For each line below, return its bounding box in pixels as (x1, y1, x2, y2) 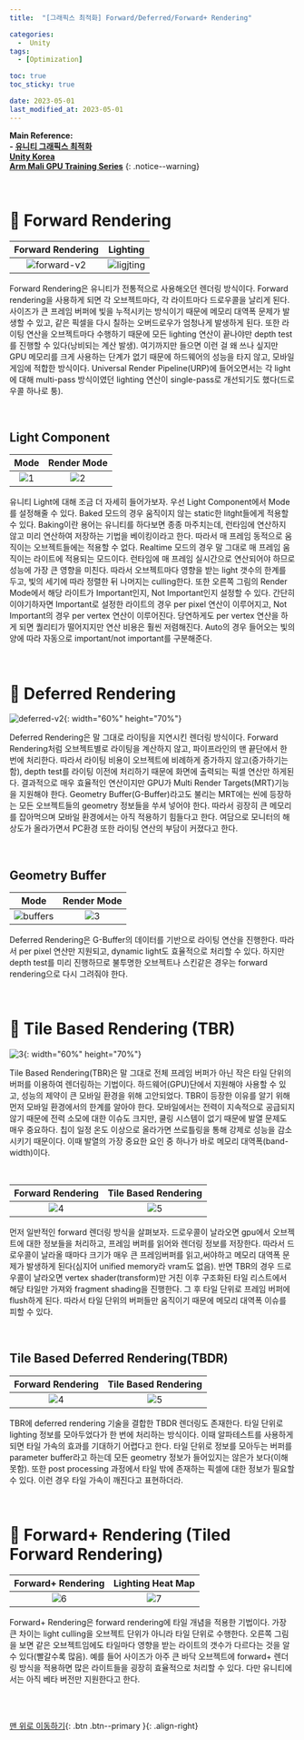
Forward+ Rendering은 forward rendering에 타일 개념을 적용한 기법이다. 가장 (9, 1616, 288, 1627)
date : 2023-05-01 (9, 96, 75, 106)
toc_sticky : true (9, 80, 75, 89)
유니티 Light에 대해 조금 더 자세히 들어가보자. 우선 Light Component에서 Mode (9, 497, 290, 508)
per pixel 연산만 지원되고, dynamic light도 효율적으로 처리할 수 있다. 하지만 (18, 946, 285, 956)
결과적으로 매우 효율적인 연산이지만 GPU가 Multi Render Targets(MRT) (21, 777, 275, 788)
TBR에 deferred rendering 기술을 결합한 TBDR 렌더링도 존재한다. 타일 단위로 (9, 1417, 284, 1429)
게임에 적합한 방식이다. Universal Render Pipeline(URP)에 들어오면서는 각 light (9, 362, 291, 373)
